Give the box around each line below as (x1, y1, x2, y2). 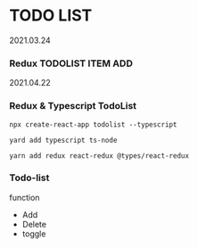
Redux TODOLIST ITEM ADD (9, 57, 134, 70)
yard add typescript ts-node (9, 136, 118, 145)
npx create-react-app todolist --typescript (9, 120, 177, 129)
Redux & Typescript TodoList (9, 100, 136, 112)
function (9, 192, 40, 203)
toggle (21, 228, 46, 239)
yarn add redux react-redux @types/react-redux (9, 151, 190, 161)
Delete (21, 219, 47, 229)
